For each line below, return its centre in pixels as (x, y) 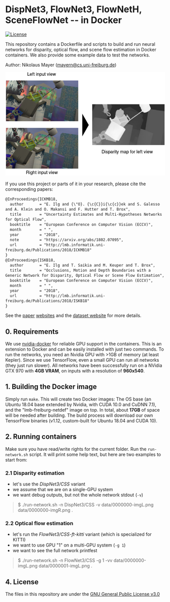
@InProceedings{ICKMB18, (31, 199)
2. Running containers (41, 437)
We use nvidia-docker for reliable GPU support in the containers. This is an (83, 343)
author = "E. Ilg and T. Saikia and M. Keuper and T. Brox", (83, 266)
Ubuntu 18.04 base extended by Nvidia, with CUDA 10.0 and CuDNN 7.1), (81, 404)
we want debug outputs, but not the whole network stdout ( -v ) (78, 495)
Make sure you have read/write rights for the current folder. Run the (76, 449)
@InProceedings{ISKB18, (30, 261)
